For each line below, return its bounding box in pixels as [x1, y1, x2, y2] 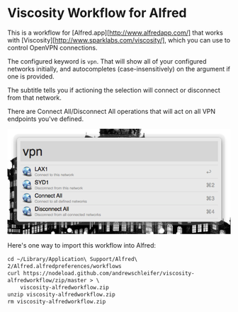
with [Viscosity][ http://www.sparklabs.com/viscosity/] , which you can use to [7, 35, 231, 44]
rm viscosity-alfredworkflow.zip [7, 298, 106, 305]
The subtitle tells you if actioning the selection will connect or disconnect [7, 86, 221, 94]
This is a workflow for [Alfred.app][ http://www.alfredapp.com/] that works [7, 28, 223, 37]
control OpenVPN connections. [7, 43, 98, 52]
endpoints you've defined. [7, 115, 84, 123]
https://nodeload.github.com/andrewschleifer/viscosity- [23, 270, 195, 277]
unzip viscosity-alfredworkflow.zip [7, 291, 115, 298]
